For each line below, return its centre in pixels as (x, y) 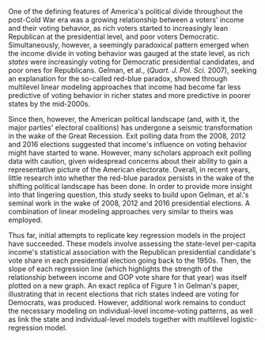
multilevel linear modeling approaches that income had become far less (125, 87)
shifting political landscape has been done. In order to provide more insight (131, 186)
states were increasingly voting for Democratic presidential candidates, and (131, 62)
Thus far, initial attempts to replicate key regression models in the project (127, 235)
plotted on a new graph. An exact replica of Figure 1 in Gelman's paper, (124, 285)
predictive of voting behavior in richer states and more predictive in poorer (130, 95)
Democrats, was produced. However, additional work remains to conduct (127, 302)
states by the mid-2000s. (49, 104)
